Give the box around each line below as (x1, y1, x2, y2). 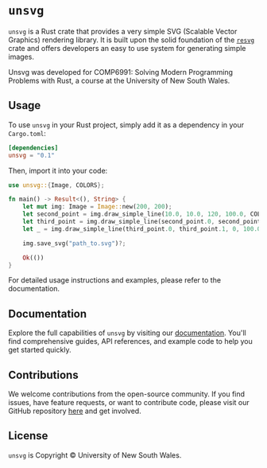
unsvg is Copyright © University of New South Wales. (8, 450, 182, 460)
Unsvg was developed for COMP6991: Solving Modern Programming (8, 67, 233, 76)
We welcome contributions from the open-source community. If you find (8, 389, 245, 399)
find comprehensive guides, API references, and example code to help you (8, 337, 253, 346)
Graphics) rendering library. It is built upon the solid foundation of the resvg (8, 35, 255, 45)
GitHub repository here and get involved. (8, 406, 141, 415)
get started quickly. (8, 345, 72, 355)
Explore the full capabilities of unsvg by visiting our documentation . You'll (8, 328, 246, 337)
